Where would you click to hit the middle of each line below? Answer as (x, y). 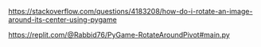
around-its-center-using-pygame (62, 20)
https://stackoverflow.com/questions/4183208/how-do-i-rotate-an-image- (130, 11)
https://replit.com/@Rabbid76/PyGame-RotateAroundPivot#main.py (119, 35)
